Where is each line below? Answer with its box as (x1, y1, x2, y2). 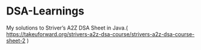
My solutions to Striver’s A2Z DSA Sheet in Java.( (6, 24, 128, 31)
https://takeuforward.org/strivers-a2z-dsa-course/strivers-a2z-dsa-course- (6, 30, 195, 37)
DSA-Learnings (6, 4, 85, 18)
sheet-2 (6, 37, 26, 44)
